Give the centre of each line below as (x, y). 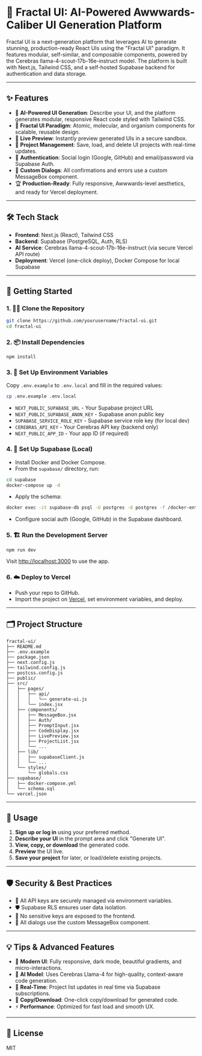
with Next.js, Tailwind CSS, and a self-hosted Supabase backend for (91, 67)
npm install (21, 357)
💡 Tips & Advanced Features (60, 947)
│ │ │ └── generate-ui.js (47, 699)
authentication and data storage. (47, 73)
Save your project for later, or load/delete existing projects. (88, 858)
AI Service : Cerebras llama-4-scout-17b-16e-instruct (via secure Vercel (104, 247)
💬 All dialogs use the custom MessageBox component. (82, 922)
